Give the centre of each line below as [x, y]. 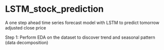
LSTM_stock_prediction [54, 9]
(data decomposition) [27, 42]
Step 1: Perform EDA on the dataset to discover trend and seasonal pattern [80, 37]
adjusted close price [26, 27]
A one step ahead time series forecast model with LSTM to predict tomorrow [82, 23]
